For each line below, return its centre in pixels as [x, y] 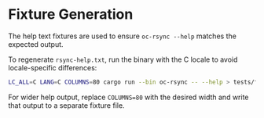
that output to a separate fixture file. [66, 105]
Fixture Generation [71, 14]
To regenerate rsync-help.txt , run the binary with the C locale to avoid [123, 59]
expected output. [36, 44]
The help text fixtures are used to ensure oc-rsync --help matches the [123, 36]
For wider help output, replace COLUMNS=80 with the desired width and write [128, 97]
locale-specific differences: [53, 67]
